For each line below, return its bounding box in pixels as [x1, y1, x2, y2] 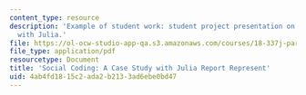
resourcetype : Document [9, 55, 100, 64]
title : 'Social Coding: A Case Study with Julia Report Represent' [9, 64, 271, 73]
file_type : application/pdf [9, 47, 117, 56]
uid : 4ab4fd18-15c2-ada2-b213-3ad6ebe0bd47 [9, 72, 178, 81]
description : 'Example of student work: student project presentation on [9, 22, 296, 31]
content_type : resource [9, 13, 100, 23]
